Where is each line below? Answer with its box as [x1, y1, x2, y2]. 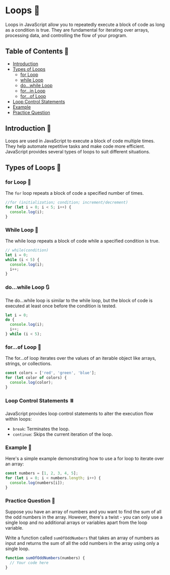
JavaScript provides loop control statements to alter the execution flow [5, 410, 154, 417]
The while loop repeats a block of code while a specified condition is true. [5, 238, 160, 244]
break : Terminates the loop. [12, 426, 70, 432]
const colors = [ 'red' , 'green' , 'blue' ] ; [5, 371, 96, 376]
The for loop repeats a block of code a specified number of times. [5, 190, 144, 196]
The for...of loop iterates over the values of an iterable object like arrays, [5, 355, 156, 361]
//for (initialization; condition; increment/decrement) [5, 200, 128, 205]
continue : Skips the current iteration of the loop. [12, 431, 113, 437]
